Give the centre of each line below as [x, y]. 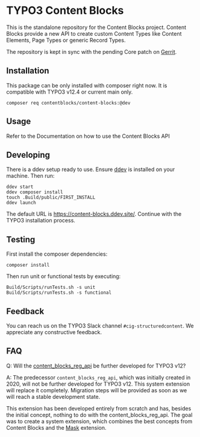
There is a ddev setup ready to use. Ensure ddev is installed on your [91, 169]
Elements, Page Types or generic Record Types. [66, 40]
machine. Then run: [30, 176]
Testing [21, 239]
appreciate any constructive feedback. [54, 332]
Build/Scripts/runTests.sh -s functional [59, 293]
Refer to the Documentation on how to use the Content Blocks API [88, 136]
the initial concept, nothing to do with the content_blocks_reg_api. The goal [99, 415]
